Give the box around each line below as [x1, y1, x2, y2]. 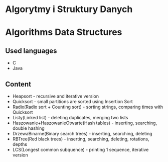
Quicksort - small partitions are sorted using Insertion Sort [12, 99, 133, 104]
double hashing [12, 125, 45, 131]
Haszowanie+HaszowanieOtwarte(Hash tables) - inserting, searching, [12, 120, 157, 126]
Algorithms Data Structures [5, 27, 122, 38]
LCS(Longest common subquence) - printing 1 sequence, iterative [12, 147, 149, 152]
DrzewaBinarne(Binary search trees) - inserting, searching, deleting [12, 131, 152, 136]
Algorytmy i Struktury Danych [5, 4, 133, 15]
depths [12, 141, 28, 147]
